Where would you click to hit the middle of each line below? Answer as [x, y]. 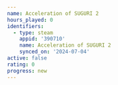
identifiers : [26, 26]
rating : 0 [21, 64]
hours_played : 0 [30, 20]
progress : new [27, 71]
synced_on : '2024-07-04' [55, 52]
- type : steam [33, 33]
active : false [27, 58]
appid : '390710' [43, 39]
